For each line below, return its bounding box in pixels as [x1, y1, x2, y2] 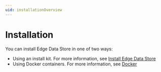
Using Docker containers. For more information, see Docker [12, 61, 137, 67]
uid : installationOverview [5, 7, 62, 13]
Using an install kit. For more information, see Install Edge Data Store [12, 55, 156, 61]
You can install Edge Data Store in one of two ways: [5, 46, 113, 52]
